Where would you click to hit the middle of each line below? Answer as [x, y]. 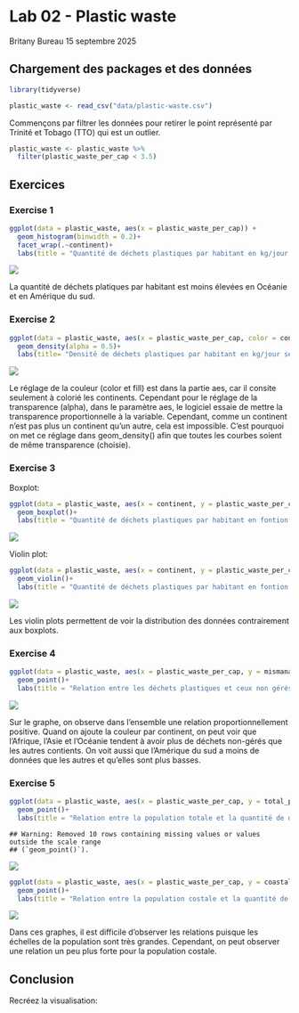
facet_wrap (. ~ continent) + [65, 245]
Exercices [37, 184]
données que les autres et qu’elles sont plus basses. [105, 760]
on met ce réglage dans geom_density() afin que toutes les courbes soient [145, 436]
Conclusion [42, 979]
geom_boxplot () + [47, 512]
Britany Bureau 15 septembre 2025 [73, 41]
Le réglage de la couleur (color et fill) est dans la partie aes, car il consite [143, 388]
